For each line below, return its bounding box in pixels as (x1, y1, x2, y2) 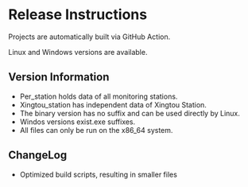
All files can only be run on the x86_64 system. (19, 125, 173, 134)
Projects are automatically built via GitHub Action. (8, 32, 171, 41)
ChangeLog (8, 149, 68, 162)
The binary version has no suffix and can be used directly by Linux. (19, 108, 241, 118)
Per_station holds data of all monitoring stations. (19, 92, 178, 101)
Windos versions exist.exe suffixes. (19, 117, 136, 127)
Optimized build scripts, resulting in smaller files (19, 169, 177, 179)
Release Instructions (8, 6, 148, 24)
